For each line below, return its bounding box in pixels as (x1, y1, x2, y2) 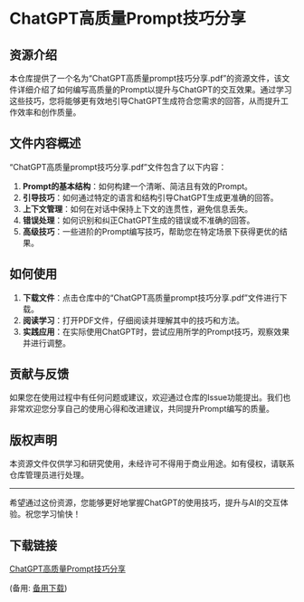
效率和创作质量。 (16, 107, 81, 118)
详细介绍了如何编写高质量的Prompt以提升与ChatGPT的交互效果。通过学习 (16, 84, 292, 95)
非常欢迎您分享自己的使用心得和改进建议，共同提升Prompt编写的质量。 (9, 404, 274, 415)
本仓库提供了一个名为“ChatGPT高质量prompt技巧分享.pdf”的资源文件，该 (9, 73, 282, 83)
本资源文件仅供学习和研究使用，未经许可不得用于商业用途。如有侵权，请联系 (9, 458, 295, 469)
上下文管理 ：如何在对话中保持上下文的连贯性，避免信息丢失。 (22, 203, 253, 214)
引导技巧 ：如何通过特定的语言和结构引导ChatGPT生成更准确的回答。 (22, 192, 279, 203)
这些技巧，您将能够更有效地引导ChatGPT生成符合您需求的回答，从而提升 (9, 96, 281, 106)
